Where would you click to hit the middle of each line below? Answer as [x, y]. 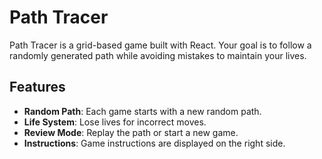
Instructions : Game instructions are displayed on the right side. [154, 143]
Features [37, 87]
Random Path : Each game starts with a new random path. [142, 111]
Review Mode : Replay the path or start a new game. [131, 132]
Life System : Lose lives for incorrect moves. [115, 122]
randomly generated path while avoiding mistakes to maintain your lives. [158, 55]
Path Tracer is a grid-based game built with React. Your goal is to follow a [160, 45]
